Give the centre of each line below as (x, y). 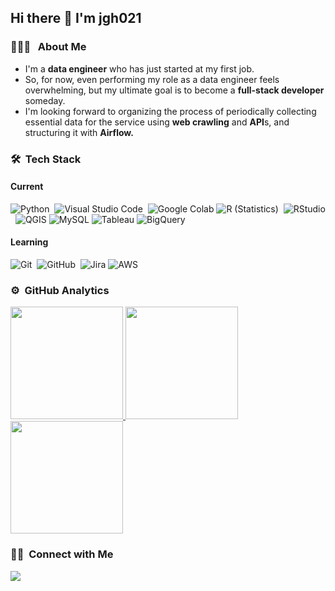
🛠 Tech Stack (46, 159)
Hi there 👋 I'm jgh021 (76, 18)
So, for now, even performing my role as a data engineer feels (152, 79)
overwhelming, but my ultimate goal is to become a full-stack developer (174, 90)
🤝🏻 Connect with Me (62, 554)
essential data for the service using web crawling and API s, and (157, 122)
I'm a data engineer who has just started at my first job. (139, 68)
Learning (29, 242)
